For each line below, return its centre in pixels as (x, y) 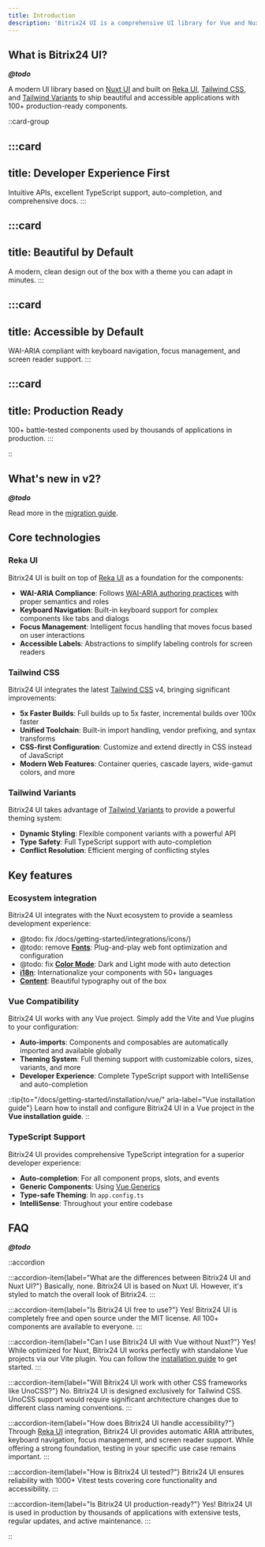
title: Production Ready (66, 411)
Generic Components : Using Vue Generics (90, 1186)
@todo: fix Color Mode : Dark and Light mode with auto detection (125, 964)
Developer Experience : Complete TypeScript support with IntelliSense (134, 1076)
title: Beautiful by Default (71, 253)
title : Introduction (42, 15)
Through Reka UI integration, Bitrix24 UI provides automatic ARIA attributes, (131, 1431)
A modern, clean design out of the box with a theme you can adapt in (120, 271)
